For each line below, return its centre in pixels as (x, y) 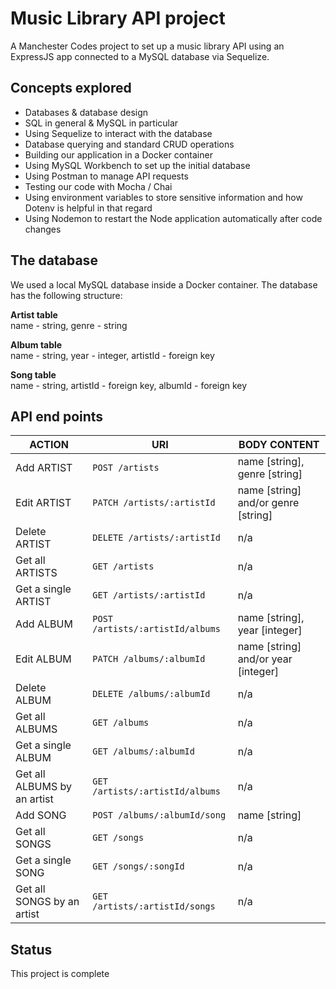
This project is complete (60, 974)
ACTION (49, 445)
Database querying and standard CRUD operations (129, 144)
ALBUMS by (43, 787)
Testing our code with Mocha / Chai (98, 186)
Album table (36, 344)
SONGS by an (47, 902)
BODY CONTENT (279, 445)
